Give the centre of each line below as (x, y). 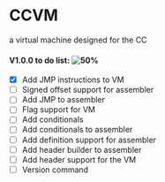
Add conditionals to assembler (77, 130)
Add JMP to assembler (64, 100)
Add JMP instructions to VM (73, 80)
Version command (55, 170)
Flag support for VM (58, 110)
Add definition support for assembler (89, 140)
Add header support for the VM (79, 159)
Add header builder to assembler (82, 149)
